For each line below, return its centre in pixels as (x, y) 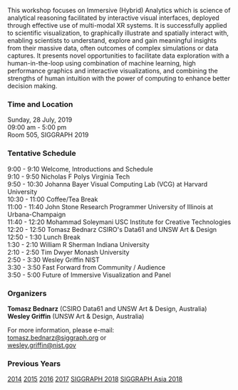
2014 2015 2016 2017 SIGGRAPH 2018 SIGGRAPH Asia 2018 (95, 379)
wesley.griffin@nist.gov (42, 345)
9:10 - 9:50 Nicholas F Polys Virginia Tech (69, 176)
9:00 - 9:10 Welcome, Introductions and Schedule (80, 169)
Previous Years (34, 364)
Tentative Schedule (42, 154)
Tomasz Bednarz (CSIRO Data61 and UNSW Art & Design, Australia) (107, 308)
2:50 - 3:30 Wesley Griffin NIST (53, 260)
